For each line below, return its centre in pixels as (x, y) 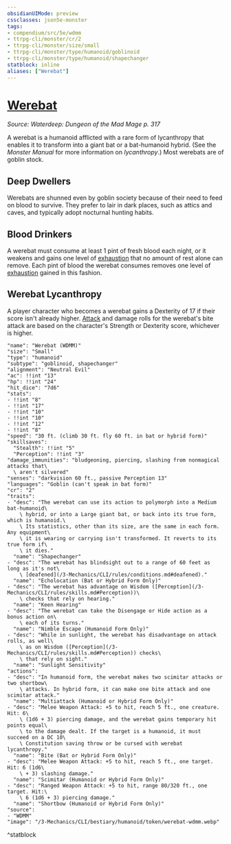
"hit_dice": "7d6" (33, 388)
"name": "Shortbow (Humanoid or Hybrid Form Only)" (89, 803)
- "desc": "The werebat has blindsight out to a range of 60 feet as (109, 562)
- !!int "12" (26, 424)
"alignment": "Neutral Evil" (49, 369)
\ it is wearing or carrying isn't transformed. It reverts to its (118, 538)
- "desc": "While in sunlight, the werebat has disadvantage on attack (112, 635)
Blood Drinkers (40, 234)
